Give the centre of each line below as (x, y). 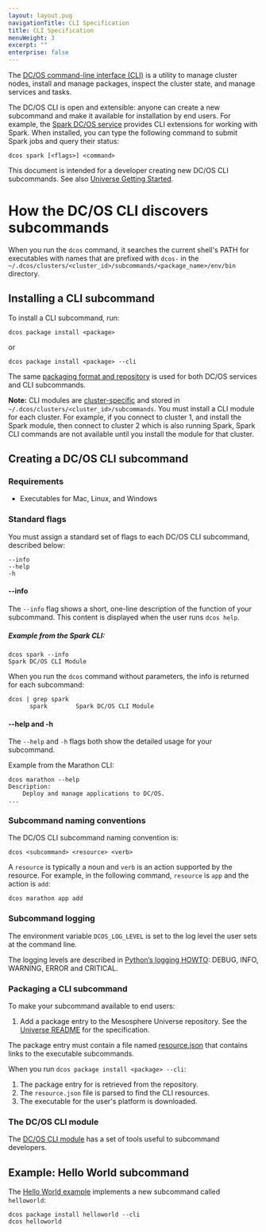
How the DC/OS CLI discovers (108, 211)
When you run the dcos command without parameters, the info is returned (129, 676)
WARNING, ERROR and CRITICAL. (64, 968)
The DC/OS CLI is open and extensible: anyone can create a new (114, 107)
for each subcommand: (46, 685)
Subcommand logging (52, 918)
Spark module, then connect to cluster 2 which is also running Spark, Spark (132, 425)
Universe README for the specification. (85, 1030)
